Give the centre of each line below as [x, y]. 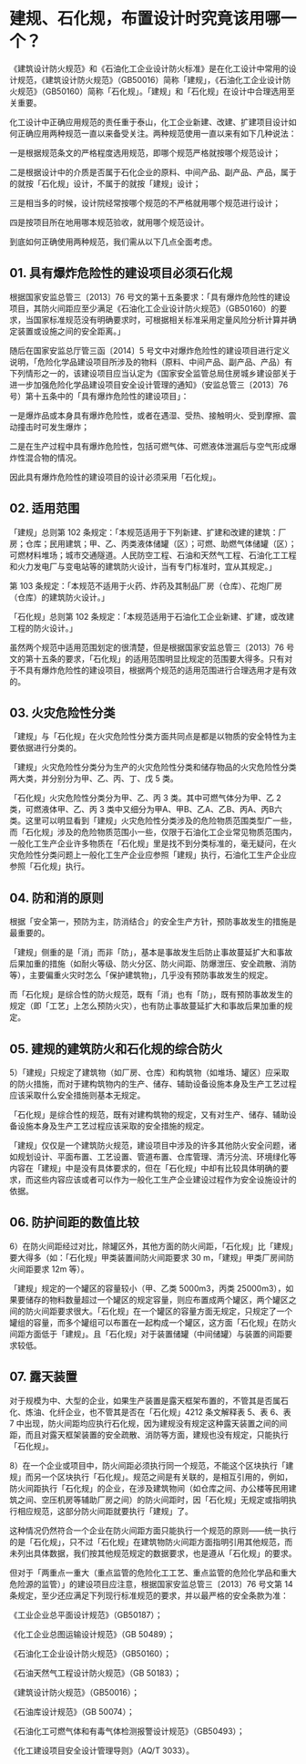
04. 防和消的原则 [56, 897]
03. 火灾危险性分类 [62, 712]
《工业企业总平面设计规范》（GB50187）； [87, 1614]
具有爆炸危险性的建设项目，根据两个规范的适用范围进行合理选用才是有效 [161, 670]
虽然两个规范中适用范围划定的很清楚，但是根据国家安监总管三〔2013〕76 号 [152, 647]
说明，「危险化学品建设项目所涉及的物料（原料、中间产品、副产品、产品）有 [151, 362]
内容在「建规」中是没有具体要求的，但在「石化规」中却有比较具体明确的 [145, 1168]
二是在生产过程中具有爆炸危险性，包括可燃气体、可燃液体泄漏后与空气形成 [149, 446]
